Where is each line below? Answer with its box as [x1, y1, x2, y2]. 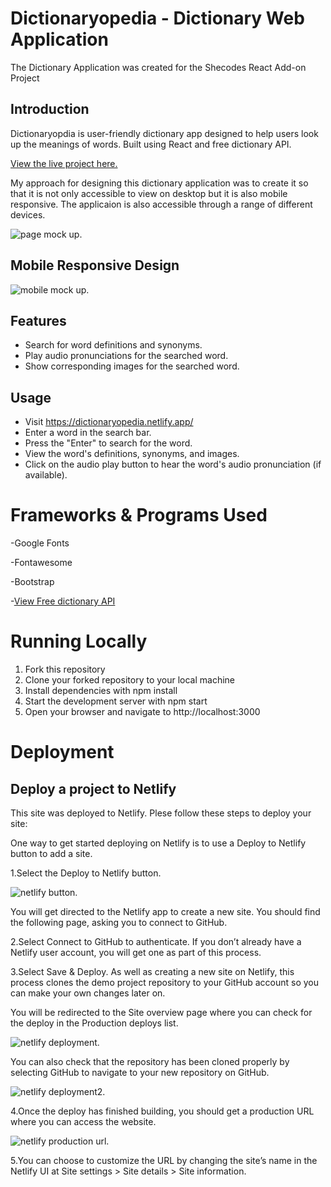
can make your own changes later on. [10, 987, 166, 999]
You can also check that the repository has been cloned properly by [10, 1056, 290, 1068]
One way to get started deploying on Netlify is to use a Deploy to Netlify [10, 837, 307, 849]
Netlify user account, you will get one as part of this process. [10, 947, 262, 959]
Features [10, 312, 67, 329]
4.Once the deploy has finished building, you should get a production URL [10, 1105, 315, 1117]
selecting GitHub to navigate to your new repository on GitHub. [10, 1067, 270, 1079]
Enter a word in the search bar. [24, 427, 152, 439]
